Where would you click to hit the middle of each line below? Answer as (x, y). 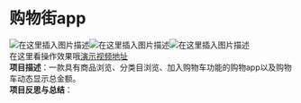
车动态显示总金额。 (45, 78)
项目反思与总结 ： (41, 90)
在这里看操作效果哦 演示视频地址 (68, 56)
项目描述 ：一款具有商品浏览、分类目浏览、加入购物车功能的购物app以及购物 (151, 67)
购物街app (48, 18)
